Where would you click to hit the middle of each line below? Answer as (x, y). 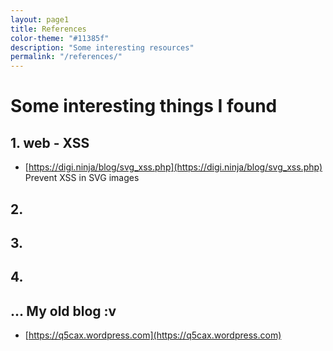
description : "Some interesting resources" (102, 47)
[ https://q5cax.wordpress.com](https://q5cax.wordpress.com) (153, 335)
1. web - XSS (50, 142)
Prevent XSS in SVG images (82, 178)
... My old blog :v (63, 311)
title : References (48, 29)
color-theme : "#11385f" (60, 38)
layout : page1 (40, 19)
